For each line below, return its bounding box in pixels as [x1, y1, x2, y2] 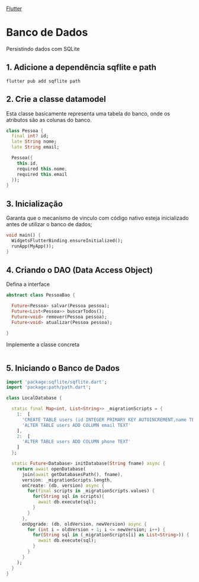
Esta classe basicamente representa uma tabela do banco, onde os [6, 110, 171, 117]
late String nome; [11, 139, 57, 144]
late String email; [11, 144, 60, 150]
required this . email [17, 171, 68, 177]
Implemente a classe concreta [6, 340, 80, 348]
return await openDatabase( [17, 466, 86, 472]
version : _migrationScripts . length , [21, 477, 113, 483]
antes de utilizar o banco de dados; [6, 221, 92, 228]
